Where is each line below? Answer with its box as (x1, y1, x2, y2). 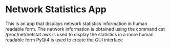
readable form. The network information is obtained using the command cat (5, 26, 165, 32)
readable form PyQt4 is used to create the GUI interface (5, 37, 123, 43)
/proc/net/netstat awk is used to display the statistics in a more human (5, 31, 154, 37)
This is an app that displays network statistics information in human (5, 20, 147, 27)
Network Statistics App (5, 4, 107, 15)
